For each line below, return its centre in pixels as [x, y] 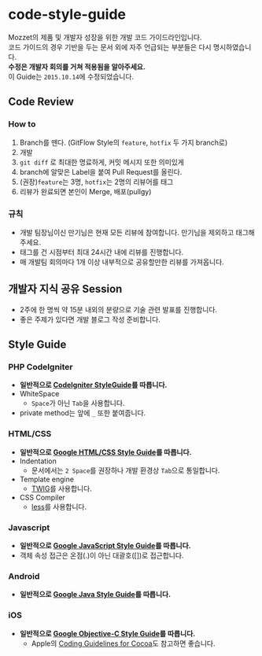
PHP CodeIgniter [41, 367]
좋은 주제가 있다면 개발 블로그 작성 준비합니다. [90, 319]
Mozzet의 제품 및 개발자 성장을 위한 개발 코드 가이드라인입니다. [105, 37]
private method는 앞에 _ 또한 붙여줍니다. [83, 413]
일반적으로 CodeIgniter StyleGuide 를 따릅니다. [93, 385]
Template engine [47, 479]
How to [22, 124]
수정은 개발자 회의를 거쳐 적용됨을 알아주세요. [77, 66]
